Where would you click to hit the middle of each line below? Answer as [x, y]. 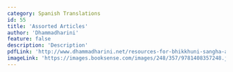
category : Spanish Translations [54, 13]
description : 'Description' [48, 45]
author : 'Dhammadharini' [43, 33]
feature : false [29, 39]
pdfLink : [20, 52]
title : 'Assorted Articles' [48, 26]
